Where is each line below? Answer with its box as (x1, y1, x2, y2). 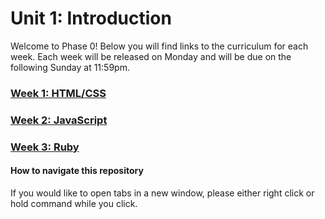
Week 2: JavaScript (10, 113, 108, 127)
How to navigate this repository (10, 165, 144, 177)
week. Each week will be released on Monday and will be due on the (10, 50, 292, 62)
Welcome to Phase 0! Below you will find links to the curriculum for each (10, 40, 309, 52)
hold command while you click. (10, 197, 138, 209)
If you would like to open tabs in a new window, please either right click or (10, 187, 315, 199)
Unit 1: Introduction (10, 7, 172, 30)
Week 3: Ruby (10, 140, 80, 154)
